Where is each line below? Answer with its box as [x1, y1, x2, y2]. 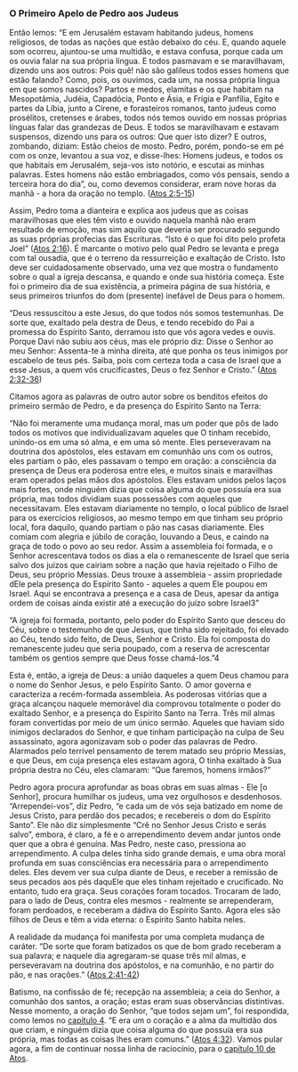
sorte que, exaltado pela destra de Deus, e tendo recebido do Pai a [9, 317, 255, 328]
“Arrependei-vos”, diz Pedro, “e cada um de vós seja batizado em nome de [9, 800, 283, 812]
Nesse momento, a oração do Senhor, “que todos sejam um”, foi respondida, [9, 1005, 290, 1017]
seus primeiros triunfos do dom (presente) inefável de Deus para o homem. [9, 290, 286, 301]
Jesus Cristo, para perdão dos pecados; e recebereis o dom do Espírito [9, 810, 271, 821]
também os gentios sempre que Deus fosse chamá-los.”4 [9, 653, 220, 663]
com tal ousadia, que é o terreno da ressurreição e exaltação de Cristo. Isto [9, 253, 286, 264]
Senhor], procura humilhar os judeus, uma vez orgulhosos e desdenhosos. [9, 792, 283, 802]
